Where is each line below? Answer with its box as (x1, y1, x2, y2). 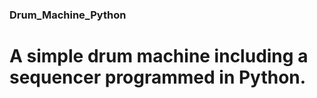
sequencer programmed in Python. (9, 66, 307, 89)
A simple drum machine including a (9, 45, 309, 68)
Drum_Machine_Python (9, 8, 127, 22)
